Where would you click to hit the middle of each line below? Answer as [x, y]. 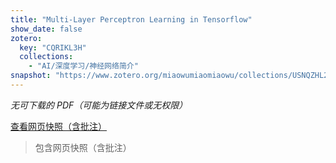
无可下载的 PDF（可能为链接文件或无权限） [99, 105]
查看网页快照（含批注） [58, 126]
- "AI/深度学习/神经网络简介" [83, 66]
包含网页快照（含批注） [83, 147]
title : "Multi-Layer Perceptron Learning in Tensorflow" [131, 19]
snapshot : [31, 76]
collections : [46, 57]
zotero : [26, 38]
